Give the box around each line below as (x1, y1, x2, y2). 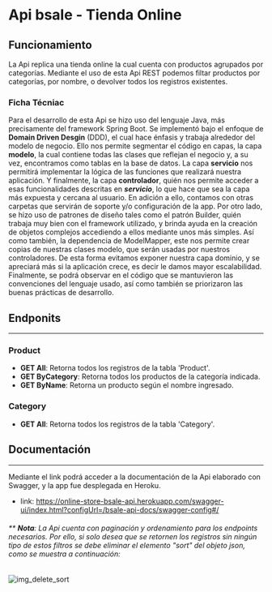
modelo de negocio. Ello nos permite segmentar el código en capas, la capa (8, 141, 262, 151)
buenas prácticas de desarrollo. (8, 288, 115, 298)
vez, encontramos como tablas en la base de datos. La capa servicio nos (8, 158, 253, 168)
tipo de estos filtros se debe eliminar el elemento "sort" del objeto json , (8, 541, 245, 551)
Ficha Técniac (8, 97, 65, 108)
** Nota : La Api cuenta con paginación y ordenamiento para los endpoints (8, 523, 258, 533)
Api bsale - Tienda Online (8, 6, 182, 24)
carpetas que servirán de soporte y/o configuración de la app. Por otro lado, (8, 201, 263, 212)
